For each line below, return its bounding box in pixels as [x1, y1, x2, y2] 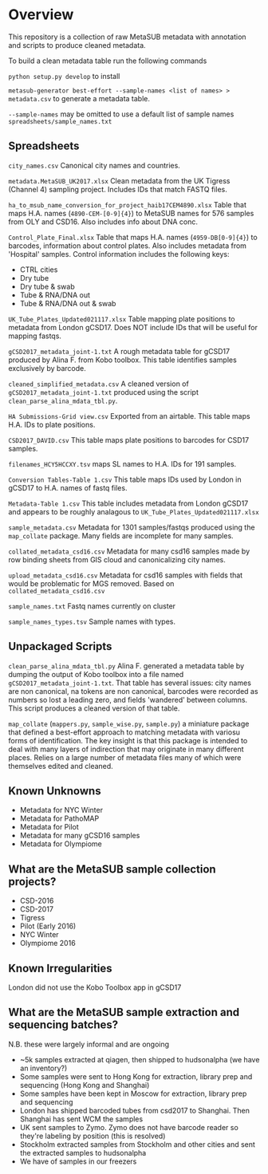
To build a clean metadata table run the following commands [8, 56, 207, 65]
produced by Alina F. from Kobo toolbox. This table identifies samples [8, 355, 237, 364]
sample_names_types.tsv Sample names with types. [8, 617, 176, 626]
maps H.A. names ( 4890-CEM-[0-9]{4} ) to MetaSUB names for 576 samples [8, 208, 254, 218]
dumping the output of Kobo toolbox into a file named [8, 669, 184, 679]
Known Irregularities [8, 961, 113, 975]
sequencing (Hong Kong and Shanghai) [19, 1080, 150, 1089]
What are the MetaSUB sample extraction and [8, 1006, 240, 1019]
